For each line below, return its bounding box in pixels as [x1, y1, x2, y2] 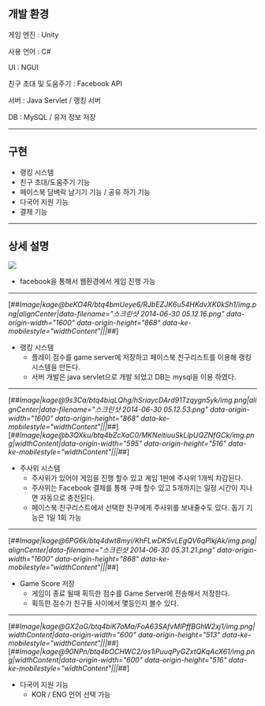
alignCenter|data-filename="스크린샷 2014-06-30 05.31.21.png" [8, 545, 215, 555]
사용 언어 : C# [8, 47, 51, 56]
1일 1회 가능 [46, 513, 82, 522]
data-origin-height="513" [137, 630, 221, 640]
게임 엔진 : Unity [8, 30, 59, 39]
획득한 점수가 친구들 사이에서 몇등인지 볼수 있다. [31, 599, 179, 608]
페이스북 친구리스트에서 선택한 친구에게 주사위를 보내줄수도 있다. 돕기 [31, 503, 244, 513]
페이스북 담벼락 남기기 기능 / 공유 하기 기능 [19, 187, 151, 196]
